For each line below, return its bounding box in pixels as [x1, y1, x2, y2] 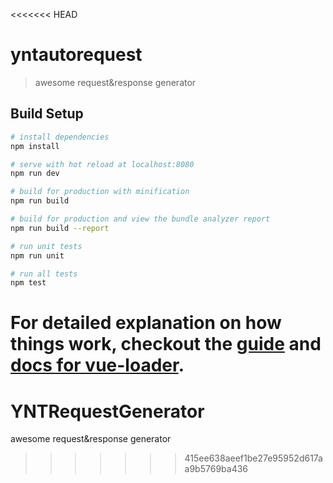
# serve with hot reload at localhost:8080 [10, 159, 195, 169]
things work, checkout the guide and [10, 333, 322, 356]
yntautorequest [10, 44, 143, 66]
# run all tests [10, 269, 78, 279]
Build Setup [10, 105, 84, 123]
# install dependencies [10, 132, 110, 142]
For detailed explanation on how [10, 312, 282, 334]
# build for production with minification [10, 187, 190, 197]
